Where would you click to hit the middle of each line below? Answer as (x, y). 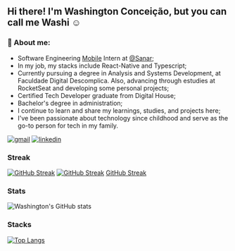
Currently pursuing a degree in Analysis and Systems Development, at (119, 73)
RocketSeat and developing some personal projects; (93, 88)
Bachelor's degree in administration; (70, 103)
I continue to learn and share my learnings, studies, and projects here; (119, 110)
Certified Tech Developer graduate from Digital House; (96, 95)
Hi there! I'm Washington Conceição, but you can (117, 12)
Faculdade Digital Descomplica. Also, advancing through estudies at (116, 80)
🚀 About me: (29, 43)
